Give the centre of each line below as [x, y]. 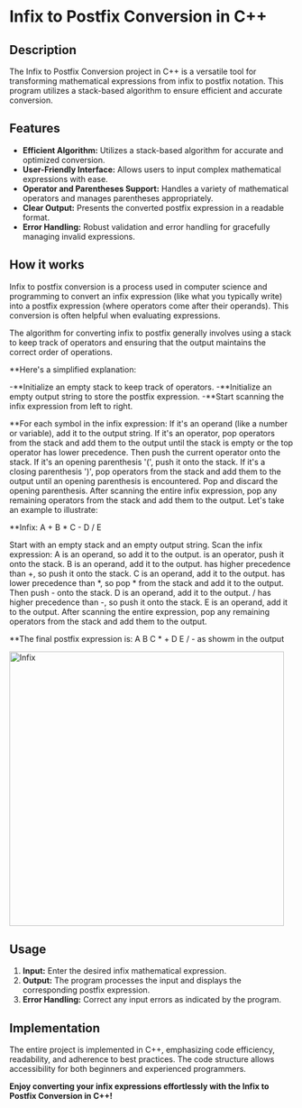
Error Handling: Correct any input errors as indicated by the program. [152, 1000]
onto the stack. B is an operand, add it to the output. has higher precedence [150, 563]
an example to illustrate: [54, 509]
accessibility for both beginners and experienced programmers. [128, 1069]
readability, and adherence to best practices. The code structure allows [142, 1059]
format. [36, 217]
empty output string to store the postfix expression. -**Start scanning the [146, 396]
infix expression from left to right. [71, 406]
